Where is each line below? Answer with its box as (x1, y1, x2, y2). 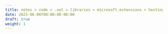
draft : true (5, 16, 30, 21)
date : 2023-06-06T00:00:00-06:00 (5, 12, 75, 17)
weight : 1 (5, 21, 26, 26)
